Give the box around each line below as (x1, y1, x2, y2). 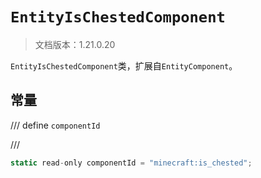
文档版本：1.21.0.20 (34, 38, 116, 50)
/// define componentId (10, 119, 101, 131)
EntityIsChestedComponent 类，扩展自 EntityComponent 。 (10, 59, 238, 72)
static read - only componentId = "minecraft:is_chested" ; (10, 158, 253, 168)
